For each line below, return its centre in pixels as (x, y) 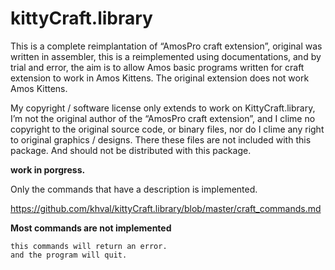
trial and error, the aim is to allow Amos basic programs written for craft (157, 67)
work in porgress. (48, 169)
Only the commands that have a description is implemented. (134, 189)
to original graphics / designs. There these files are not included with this (161, 139)
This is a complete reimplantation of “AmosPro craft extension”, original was (166, 46)
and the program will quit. (69, 255)
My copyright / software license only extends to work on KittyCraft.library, (163, 108)
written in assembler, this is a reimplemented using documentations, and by (166, 56)
